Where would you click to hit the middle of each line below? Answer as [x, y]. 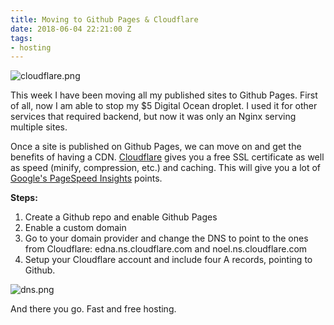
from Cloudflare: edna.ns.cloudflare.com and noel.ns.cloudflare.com [166, 249]
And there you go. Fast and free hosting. [93, 309]
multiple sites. [39, 127]
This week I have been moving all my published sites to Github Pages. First [164, 95]
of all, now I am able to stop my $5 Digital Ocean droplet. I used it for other [164, 106]
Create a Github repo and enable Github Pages [121, 217]
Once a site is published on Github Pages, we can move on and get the [156, 147]
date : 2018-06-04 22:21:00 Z [71, 29]
